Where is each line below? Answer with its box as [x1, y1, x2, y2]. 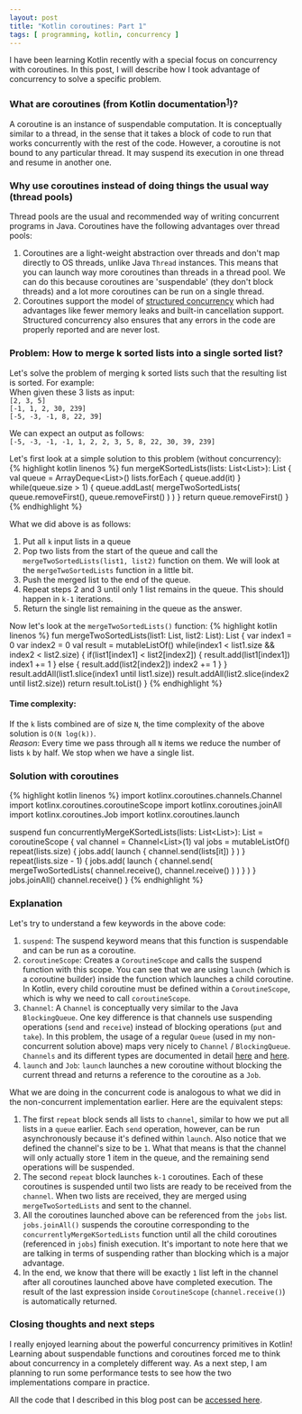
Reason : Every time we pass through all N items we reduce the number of [9, 737, 281, 748]
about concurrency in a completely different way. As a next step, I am [9, 1357, 268, 1368]
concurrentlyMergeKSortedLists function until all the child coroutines [22, 1228, 278, 1239]
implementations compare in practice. [9, 1376, 151, 1388]
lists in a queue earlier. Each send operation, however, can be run [22, 1123, 261, 1134]
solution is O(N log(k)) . [9, 727, 96, 739]
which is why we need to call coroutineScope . [22, 992, 191, 1003]
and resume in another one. [9, 157, 113, 168]
